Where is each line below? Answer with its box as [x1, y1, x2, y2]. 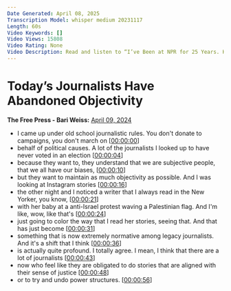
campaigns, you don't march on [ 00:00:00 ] [16, 136, 140, 145]
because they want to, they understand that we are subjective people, [16, 158, 215, 166]
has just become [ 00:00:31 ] [16, 224, 96, 232]
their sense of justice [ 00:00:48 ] [16, 268, 109, 277]
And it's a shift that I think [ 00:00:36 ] [16, 239, 122, 247]
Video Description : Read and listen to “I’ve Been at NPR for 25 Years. [7, 49, 220, 56]
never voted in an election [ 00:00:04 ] [16, 151, 124, 159]
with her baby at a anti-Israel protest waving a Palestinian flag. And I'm [16, 202, 218, 210]
